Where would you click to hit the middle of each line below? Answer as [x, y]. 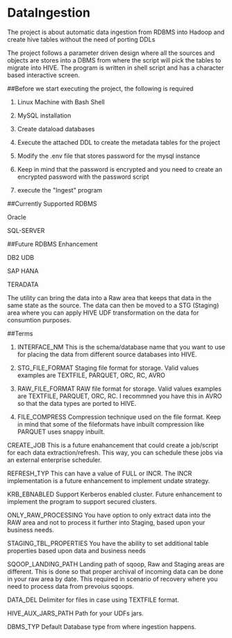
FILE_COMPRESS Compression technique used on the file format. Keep [119, 417]
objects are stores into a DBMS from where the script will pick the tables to [114, 60]
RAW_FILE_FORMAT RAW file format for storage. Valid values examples [119, 388]
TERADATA [23, 284]
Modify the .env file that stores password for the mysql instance [108, 156]
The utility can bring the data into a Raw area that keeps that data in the [109, 297]
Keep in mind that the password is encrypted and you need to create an [120, 169]
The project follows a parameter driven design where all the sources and [111, 53]
